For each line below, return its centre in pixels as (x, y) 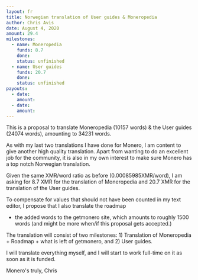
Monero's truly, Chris (32, 271)
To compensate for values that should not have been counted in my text (94, 199)
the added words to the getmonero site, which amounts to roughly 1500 (102, 217)
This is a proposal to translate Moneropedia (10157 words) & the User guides (99, 127)
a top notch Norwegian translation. (48, 164)
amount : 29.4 (22, 34)
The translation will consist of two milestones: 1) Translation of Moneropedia (99, 235)
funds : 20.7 (31, 72)
